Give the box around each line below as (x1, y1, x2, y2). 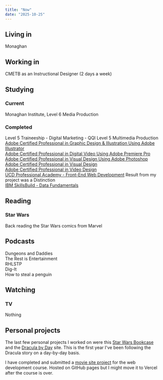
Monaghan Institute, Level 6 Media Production (5, 111, 98, 117)
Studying (5, 85, 34, 94)
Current (5, 100, 25, 107)
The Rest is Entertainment (5, 256, 58, 262)
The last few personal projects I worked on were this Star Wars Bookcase (5, 339, 154, 345)
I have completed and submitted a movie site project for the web (5, 360, 136, 366)
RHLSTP (5, 261, 22, 267)
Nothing (5, 312, 22, 318)
